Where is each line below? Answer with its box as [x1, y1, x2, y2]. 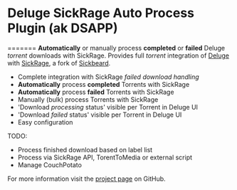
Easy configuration [17, 117, 73, 126]
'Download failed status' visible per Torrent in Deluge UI [17, 110, 182, 119]
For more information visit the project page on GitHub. [7, 174, 166, 183]
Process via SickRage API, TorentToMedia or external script [17, 153, 193, 162]
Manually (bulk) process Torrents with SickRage [17, 95, 159, 104]
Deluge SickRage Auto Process [7, 5, 194, 21]
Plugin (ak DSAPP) [7, 20, 119, 36]
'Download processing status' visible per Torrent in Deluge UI [17, 102, 198, 111]
